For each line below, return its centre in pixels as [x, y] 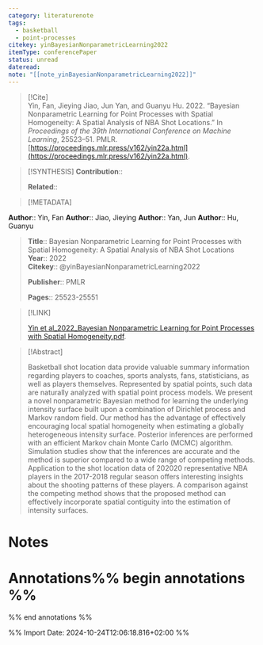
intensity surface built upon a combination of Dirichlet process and [136, 409]
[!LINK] [39, 312]
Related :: [42, 186]
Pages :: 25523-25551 [63, 297]
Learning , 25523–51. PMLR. [72, 139]
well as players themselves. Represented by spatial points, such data [140, 384]
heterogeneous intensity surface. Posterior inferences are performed [140, 434]
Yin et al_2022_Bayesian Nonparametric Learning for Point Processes [141, 328]
